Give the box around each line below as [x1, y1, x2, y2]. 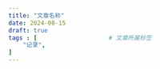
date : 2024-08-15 [8, 19, 66, 27]
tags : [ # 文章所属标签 [8, 33, 152, 42]
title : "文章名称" [8, 11, 66, 20]
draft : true [8, 26, 48, 34]
